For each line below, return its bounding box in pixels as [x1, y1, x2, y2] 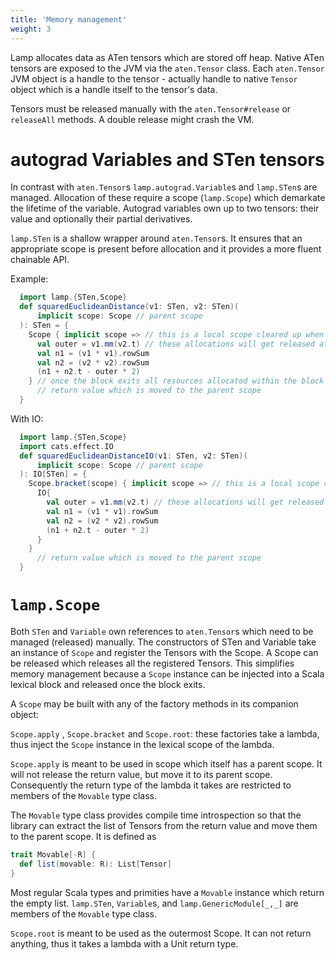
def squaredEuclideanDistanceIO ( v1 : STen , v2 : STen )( [19, 451, 248, 461]
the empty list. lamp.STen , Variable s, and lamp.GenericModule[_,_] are [10, 897, 299, 909]
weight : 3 [10, 24, 52, 34]
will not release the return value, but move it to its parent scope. [10, 769, 273, 780]
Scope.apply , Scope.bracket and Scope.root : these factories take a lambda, [10, 728, 320, 740]
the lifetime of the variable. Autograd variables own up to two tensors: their [10, 202, 320, 215]
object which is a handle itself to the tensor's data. [10, 83, 218, 95]
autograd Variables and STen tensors [10, 148, 325, 171]
